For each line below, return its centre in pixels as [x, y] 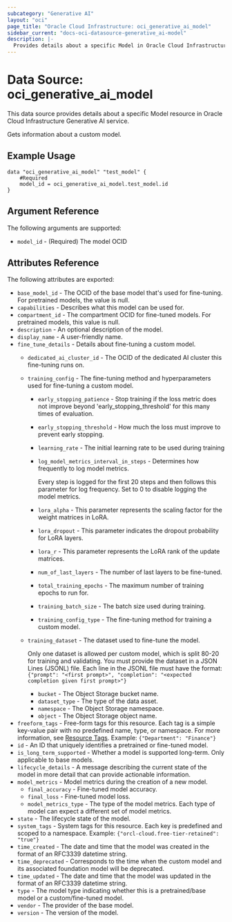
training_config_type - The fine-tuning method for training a [125, 620]
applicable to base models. [56, 760]
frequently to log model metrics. [83, 469]
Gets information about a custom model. [65, 134]
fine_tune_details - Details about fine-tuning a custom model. [106, 344]
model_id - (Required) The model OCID [72, 241]
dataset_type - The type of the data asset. [98, 701]
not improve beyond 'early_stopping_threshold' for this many [124, 406]
